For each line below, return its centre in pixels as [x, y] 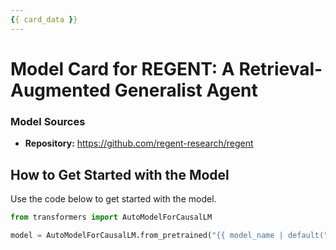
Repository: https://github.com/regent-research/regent [139, 143]
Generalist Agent [186, 90]
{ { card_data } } [44, 19]
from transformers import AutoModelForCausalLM [111, 217]
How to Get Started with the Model [120, 174]
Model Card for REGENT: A [122, 68]
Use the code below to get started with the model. [113, 198]
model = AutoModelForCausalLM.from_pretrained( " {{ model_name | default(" [169, 235]
